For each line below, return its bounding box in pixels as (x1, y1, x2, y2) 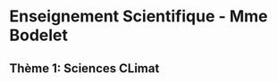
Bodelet (9, 25, 69, 45)
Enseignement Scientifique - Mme (9, 6, 268, 27)
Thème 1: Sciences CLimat (9, 61, 160, 76)
